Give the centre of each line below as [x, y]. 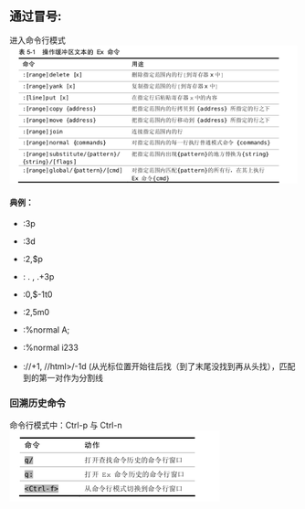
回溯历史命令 [38, 403]
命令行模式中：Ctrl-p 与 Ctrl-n [66, 425]
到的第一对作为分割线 [63, 377]
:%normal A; [46, 329]
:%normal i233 [51, 347]
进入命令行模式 [37, 40]
